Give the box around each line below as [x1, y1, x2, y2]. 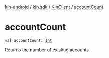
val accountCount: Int [5, 38, 52, 43]
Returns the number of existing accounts [5, 47, 89, 53]
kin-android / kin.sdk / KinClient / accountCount [5, 4, 104, 10]
